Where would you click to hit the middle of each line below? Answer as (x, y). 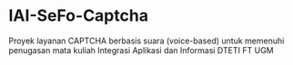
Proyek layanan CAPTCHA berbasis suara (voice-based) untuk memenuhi (146, 41)
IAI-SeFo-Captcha (79, 16)
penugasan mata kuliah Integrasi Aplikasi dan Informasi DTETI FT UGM (141, 50)
